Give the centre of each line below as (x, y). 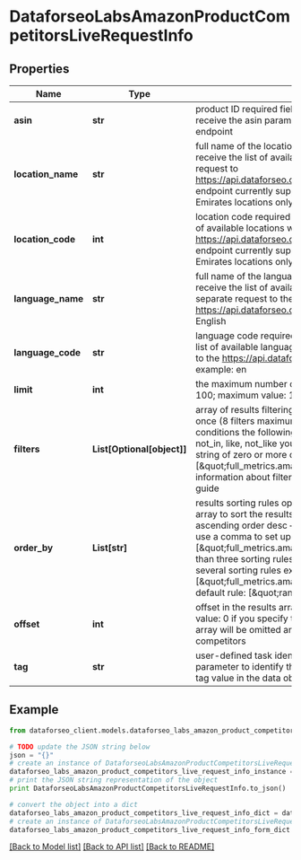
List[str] (110, 548)
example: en (221, 369)
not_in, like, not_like (236, 443)
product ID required (236, 109)
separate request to (237, 298)
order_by (34, 548)
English (211, 321)
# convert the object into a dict (74, 804)
